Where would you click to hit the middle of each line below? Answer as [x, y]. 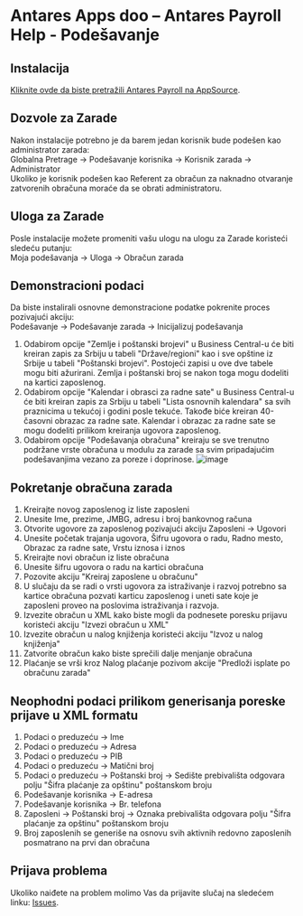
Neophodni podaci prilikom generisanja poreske [148, 701]
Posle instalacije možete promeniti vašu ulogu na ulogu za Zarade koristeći [149, 238]
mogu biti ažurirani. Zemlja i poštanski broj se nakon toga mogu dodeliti [156, 373]
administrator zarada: [50, 149]
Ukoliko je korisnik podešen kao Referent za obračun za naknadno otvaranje [152, 178]
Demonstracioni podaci [77, 286]
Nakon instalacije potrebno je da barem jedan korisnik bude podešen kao [146, 140]
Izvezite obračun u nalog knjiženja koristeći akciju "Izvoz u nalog [143, 634]
